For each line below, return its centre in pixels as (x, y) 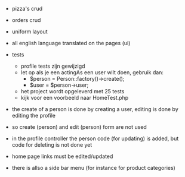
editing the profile (33, 116)
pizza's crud (27, 9)
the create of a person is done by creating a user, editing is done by (95, 109)
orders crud (26, 20)
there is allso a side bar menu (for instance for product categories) (94, 168)
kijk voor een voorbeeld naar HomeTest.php (75, 98)
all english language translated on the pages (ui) (71, 43)
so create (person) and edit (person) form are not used (79, 127)
